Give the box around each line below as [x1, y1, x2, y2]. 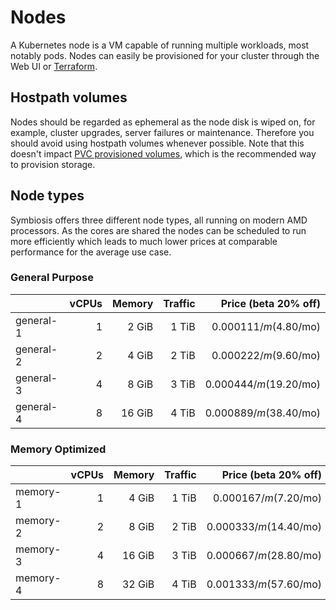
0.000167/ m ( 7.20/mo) [213, 491, 322, 505]
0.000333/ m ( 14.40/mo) [206, 520, 322, 534]
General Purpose [10, 271, 95, 285]
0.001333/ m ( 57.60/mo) [206, 577, 322, 591]
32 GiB [121, 577, 155, 591]
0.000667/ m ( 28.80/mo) [206, 549, 322, 563]
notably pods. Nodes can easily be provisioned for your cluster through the [10, 49, 320, 61]
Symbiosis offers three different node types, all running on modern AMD [10, 214, 308, 226]
